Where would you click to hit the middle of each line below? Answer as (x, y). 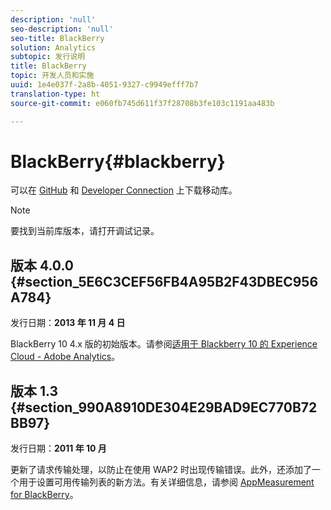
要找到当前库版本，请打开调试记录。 (85, 231)
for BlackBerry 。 (44, 495)
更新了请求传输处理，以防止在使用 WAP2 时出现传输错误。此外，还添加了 (161, 470)
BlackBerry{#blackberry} (118, 161)
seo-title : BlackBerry (57, 38)
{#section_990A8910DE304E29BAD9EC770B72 (164, 407)
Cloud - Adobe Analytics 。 (65, 357)
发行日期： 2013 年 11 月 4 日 (68, 323)
